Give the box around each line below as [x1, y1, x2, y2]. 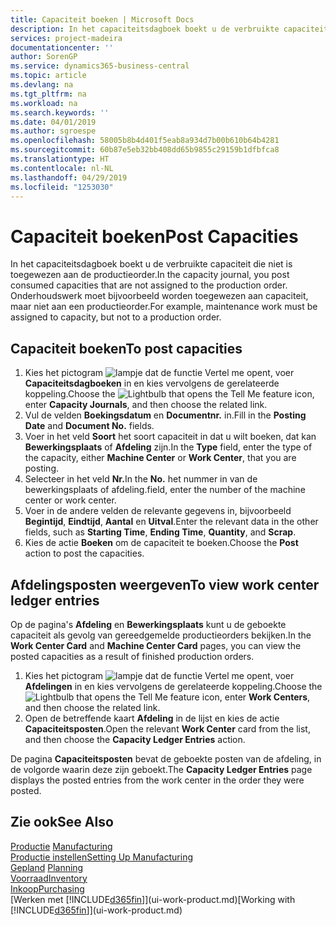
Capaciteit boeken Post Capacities [10, 225, 299, 248]
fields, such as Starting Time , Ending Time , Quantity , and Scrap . [24, 526, 297, 538]
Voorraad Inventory [10, 872, 88, 884]
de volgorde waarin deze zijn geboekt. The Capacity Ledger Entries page [10, 763, 313, 775]
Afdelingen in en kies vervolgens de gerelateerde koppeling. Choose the [24, 680, 323, 692]
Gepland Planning [10, 861, 84, 873]
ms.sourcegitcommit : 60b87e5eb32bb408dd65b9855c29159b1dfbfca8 [10, 145, 280, 155]
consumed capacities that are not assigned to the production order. [10, 279, 288, 291]
